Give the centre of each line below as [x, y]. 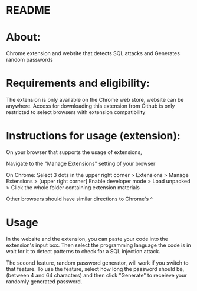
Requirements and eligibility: [78, 83]
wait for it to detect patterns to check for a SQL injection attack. [83, 251]
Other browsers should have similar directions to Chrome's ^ [80, 199]
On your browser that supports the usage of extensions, [74, 152]
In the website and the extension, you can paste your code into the [87, 239]
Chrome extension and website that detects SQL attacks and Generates [93, 53]
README [28, 10]
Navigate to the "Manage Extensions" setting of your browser [81, 163]
